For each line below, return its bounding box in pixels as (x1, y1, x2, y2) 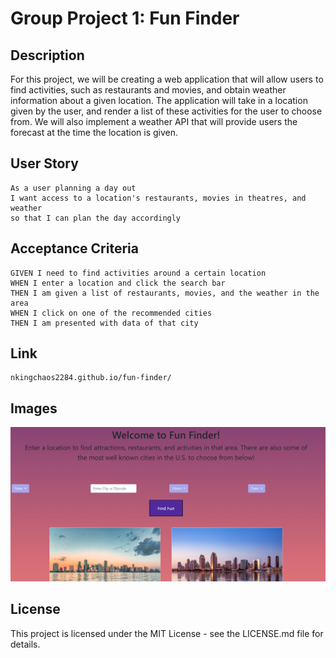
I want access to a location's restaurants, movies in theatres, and (10, 193, 307, 203)
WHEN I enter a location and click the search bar (10, 278, 226, 288)
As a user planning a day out (10, 183, 137, 193)
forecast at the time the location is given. (10, 127, 179, 138)
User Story (10, 155, 79, 172)
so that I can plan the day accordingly (10, 213, 182, 223)
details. (10, 638, 41, 650)
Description (10, 47, 85, 64)
